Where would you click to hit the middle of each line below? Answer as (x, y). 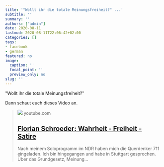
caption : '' (22, 65)
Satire (27, 136)
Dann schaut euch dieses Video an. (41, 103)
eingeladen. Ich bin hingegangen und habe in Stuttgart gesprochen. (86, 154)
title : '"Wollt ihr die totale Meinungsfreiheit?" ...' (64, 10)
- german (14, 51)
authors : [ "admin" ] (25, 24)
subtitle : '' (19, 14)
